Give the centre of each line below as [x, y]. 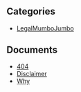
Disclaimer [32, 74]
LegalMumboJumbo [45, 28]
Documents [32, 50]
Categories [31, 11]
